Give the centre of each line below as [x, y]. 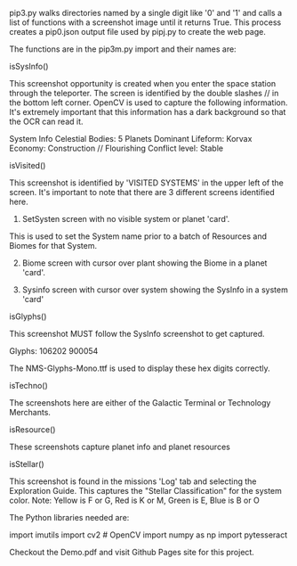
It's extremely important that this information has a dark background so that [148, 112]
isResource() [32, 430]
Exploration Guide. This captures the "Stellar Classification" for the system [146, 491]
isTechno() [29, 386]
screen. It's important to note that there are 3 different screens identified [142, 192]
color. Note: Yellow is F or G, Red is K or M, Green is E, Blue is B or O [134, 500]
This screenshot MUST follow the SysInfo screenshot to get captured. [137, 334]
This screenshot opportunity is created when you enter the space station [143, 83]
